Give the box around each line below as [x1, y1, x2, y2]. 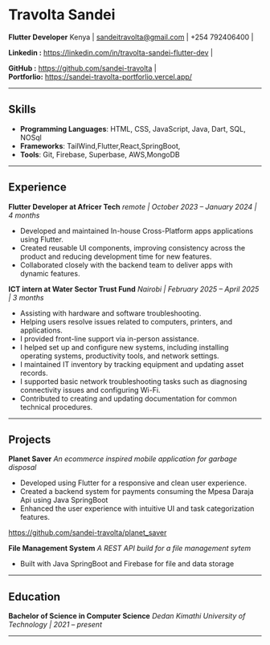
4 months [8, 210, 40, 220]
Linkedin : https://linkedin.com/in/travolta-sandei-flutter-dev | [8, 47, 213, 57]
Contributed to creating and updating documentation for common [19, 394, 237, 403]
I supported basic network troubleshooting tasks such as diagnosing [19, 376, 247, 386]
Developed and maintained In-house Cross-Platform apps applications [19, 226, 254, 235]
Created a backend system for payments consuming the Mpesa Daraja [19, 487, 255, 496]
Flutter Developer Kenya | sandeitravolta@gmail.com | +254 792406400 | [8, 32, 254, 42]
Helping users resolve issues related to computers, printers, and [19, 316, 233, 326]
